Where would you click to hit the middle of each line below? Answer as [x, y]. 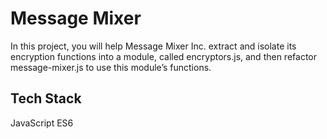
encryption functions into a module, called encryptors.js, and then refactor [163, 56]
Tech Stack [46, 98]
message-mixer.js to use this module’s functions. [111, 67]
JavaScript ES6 [42, 123]
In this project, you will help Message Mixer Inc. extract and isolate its [153, 46]
